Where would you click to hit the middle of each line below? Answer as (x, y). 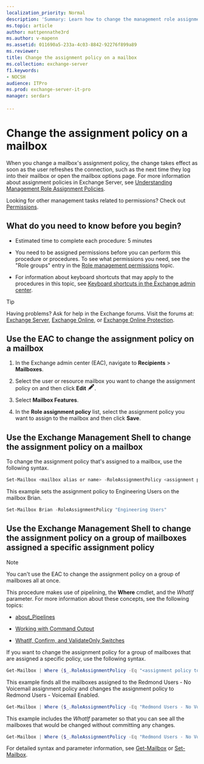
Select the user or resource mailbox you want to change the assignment (105, 381)
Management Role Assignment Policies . (56, 189)
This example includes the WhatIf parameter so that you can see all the (95, 718)
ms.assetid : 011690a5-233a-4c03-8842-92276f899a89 (72, 45)
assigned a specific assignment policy (80, 548)
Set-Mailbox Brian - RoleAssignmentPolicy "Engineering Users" (87, 510)
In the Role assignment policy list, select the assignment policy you (100, 412)
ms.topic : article (29, 25)
